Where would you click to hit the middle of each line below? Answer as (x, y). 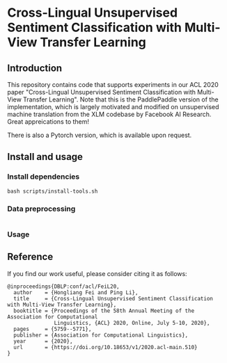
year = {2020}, (43, 341)
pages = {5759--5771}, (53, 329)
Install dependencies (44, 177)
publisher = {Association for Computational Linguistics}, (101, 335)
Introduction (35, 68)
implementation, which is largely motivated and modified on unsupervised (113, 107)
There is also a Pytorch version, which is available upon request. (100, 135)
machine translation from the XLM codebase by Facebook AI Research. (109, 114)
